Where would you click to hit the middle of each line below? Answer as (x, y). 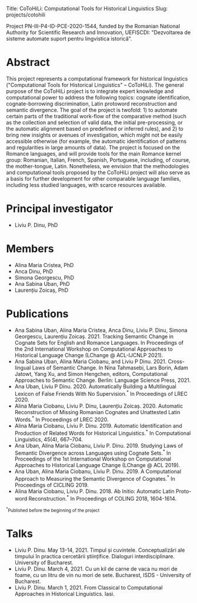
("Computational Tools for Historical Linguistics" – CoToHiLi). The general (95, 85)
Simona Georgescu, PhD (44, 277)
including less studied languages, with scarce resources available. (86, 185)
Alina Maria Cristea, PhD (44, 265)
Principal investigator (60, 209)
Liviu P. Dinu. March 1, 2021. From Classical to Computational (89, 587)
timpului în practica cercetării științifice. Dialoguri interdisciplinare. (95, 556)
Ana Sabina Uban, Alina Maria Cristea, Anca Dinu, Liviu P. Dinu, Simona (101, 330)
